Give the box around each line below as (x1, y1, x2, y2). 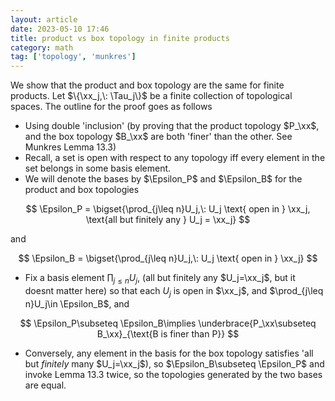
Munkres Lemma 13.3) (24, 141, 117, 153)
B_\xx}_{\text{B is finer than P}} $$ (96, 327, 240, 340)
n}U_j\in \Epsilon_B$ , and (24, 297, 130, 310)
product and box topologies (24, 184, 140, 196)
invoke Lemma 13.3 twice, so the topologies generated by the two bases (24, 368, 323, 380)
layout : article (10, 14, 78, 25)
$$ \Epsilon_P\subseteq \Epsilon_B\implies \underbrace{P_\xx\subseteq (19, 317, 317, 329)
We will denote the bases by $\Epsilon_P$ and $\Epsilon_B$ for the (24, 173, 303, 185)
